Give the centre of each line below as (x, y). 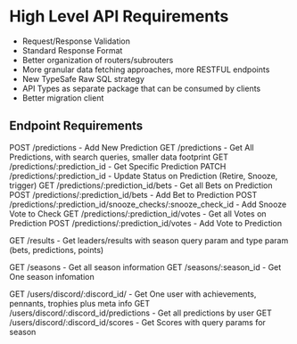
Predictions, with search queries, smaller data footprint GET (119, 157)
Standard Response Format (72, 50)
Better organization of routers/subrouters (98, 60)
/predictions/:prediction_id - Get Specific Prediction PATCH (118, 166)
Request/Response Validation (76, 41)
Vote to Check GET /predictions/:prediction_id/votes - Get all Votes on (138, 213)
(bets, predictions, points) (57, 250)
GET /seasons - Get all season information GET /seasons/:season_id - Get (145, 267)
